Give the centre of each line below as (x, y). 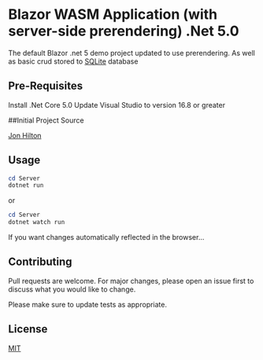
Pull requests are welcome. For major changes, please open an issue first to (131, 281)
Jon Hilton (25, 135)
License (28, 329)
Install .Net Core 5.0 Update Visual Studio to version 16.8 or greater (117, 105)
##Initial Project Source (46, 120)
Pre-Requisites (46, 86)
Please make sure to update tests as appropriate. (88, 304)
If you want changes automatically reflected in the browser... (106, 237)
